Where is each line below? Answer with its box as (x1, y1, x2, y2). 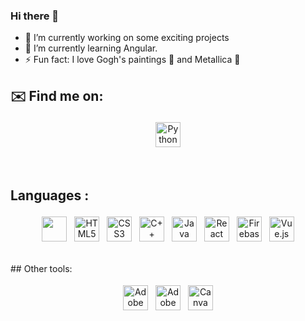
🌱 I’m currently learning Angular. (24, 42, 158, 54)
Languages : (10, 187, 90, 204)
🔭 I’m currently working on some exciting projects (24, 32, 230, 44)
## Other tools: (10, 262, 73, 274)
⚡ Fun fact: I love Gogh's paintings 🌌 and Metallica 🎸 (24, 54, 241, 66)
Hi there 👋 (10, 9, 60, 23)
